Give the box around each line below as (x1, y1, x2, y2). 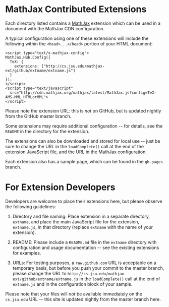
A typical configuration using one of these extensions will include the (5, 35, 149, 41)
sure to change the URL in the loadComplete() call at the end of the (5, 143, 144, 149)
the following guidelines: (5, 203, 57, 210)
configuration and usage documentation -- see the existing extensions (12, 244, 159, 251)
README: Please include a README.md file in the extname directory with (12, 239, 157, 245)
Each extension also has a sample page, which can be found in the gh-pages (5, 158, 163, 164)
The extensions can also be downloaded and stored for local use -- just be (5, 138, 160, 144)
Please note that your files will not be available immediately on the (5, 291, 143, 297)
